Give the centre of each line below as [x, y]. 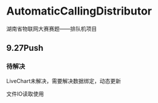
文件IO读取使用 [25, 94]
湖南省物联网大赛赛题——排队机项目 [52, 28]
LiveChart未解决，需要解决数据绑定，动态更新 [64, 81]
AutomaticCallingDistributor [79, 11]
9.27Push [25, 48]
